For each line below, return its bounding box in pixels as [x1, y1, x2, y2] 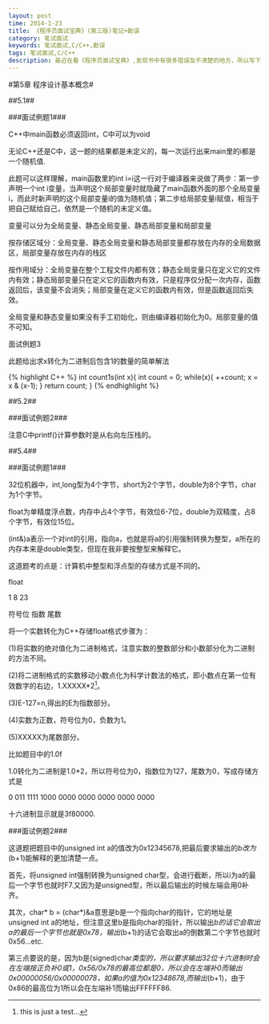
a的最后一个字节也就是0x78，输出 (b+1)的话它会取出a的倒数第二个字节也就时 [8, 927, 261, 936]
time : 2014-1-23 [8, 19, 62, 27]
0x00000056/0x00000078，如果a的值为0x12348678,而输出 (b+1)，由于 [8, 973, 246, 982]
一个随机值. [8, 156, 46, 165]
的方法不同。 [8, 653, 50, 663]
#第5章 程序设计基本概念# [8, 80, 94, 89]
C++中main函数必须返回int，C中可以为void [8, 129, 151, 139]
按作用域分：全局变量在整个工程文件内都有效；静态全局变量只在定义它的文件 [8, 264, 261, 274]
